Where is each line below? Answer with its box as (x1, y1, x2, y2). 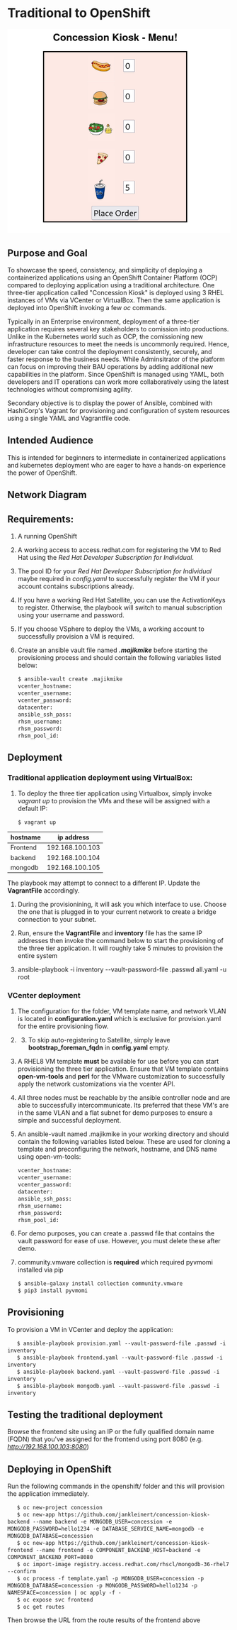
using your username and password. (17, 611, 125, 619)
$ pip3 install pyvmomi (17, 1287, 88, 1294)
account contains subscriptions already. (17, 582, 134, 590)
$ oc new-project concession (16, 1504, 103, 1511)
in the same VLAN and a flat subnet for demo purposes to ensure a (17, 1108, 214, 1117)
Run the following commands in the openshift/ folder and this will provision (7, 1482, 225, 1491)
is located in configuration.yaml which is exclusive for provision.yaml (17, 1014, 221, 1023)
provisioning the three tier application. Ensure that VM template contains (17, 1064, 229, 1073)
